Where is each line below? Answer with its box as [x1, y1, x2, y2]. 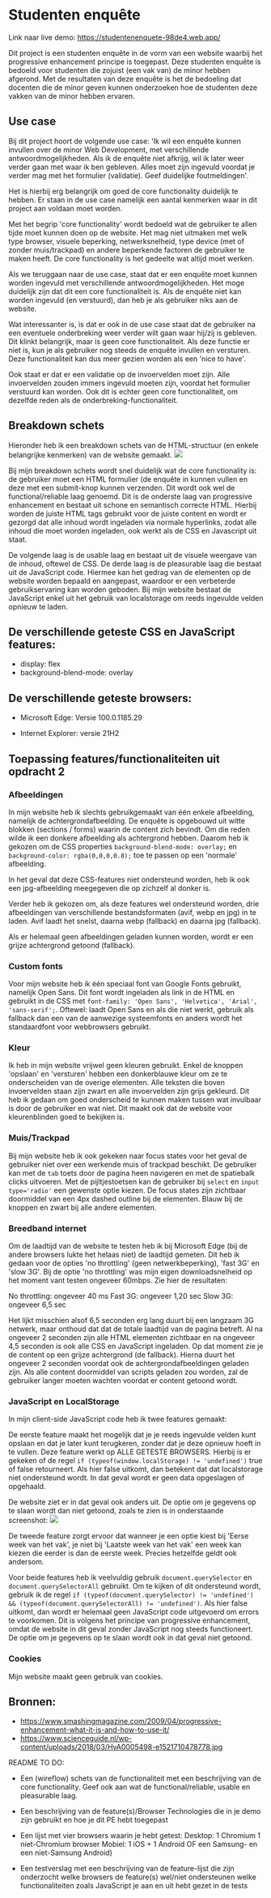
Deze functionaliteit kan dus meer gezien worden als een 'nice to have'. [8, 354, 246, 364]
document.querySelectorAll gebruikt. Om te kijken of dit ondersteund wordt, [8, 1581, 261, 1591]
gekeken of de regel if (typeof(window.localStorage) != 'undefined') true [8, 1456, 263, 1466]
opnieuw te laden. [8, 602, 69, 611]
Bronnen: [8, 1695, 57, 1709]
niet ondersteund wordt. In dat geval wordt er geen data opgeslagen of [8, 1473, 245, 1483]
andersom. [8, 1557, 44, 1567]
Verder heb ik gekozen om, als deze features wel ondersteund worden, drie [8, 899, 260, 909]
